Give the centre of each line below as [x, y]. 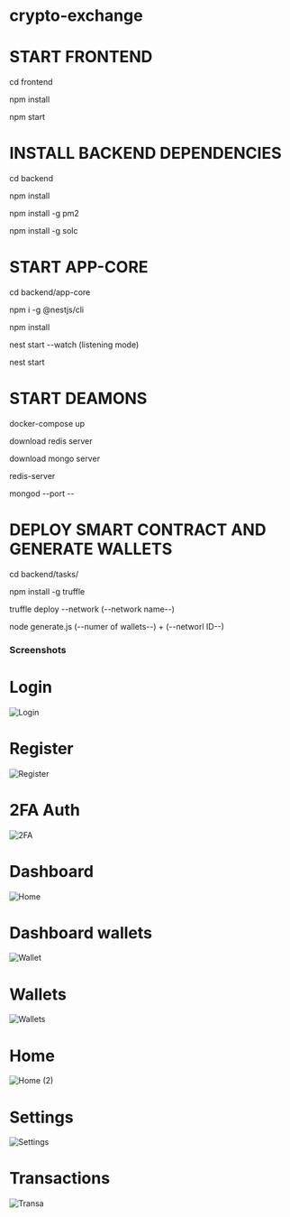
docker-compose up [47, 423]
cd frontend [31, 82]
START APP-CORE [79, 267]
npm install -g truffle [47, 591]
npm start [27, 117]
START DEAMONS [78, 399]
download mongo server [55, 458]
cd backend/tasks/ [44, 574]
